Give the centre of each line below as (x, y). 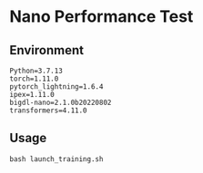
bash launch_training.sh (56, 159)
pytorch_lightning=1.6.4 (56, 87)
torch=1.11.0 (34, 79)
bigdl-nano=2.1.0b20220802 (61, 102)
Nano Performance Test (101, 17)
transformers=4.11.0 (49, 111)
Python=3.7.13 (36, 71)
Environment (47, 50)
